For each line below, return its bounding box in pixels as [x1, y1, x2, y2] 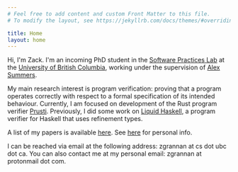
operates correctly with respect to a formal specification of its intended [7, 92, 215, 101]
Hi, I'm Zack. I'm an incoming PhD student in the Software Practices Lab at [7, 56, 225, 64]
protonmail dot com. [7, 157, 67, 166]
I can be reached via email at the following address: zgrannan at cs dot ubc [7, 142, 227, 151]
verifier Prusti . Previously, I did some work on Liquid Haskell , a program [7, 107, 216, 115]
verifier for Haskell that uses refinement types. [7, 115, 143, 123]
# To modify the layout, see [7, 17, 93, 24]
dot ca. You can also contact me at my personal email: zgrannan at [7, 149, 202, 158]
